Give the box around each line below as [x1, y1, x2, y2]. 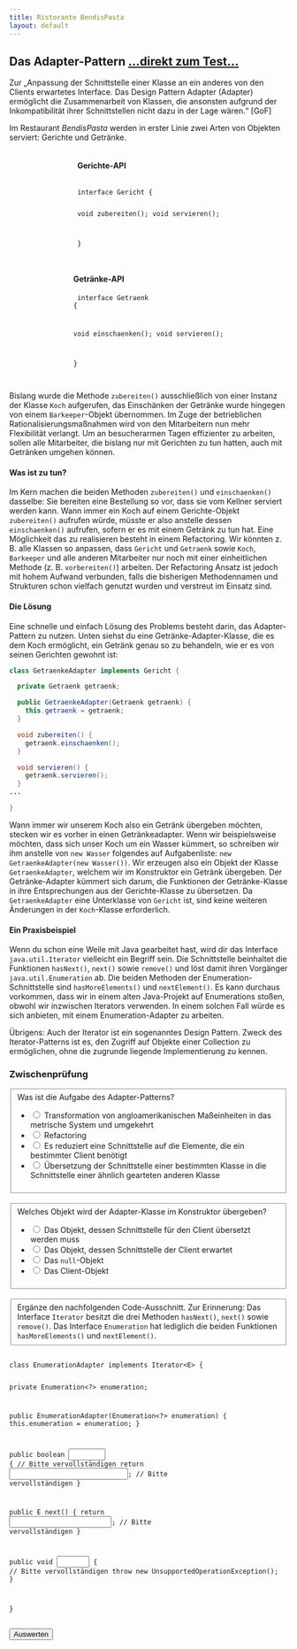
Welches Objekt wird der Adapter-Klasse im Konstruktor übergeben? [17, 1206, 267, 1217]
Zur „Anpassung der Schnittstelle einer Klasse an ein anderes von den [9, 77, 264, 89]
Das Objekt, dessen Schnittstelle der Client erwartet [43, 1244, 232, 1255]
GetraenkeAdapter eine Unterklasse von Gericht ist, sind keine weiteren [9, 895, 268, 905]
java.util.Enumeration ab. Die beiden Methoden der [9, 973, 202, 983]
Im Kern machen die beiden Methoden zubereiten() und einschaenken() [9, 487, 272, 497]
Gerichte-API [77, 160, 126, 171]
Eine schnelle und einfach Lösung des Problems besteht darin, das [9, 620, 252, 631]
